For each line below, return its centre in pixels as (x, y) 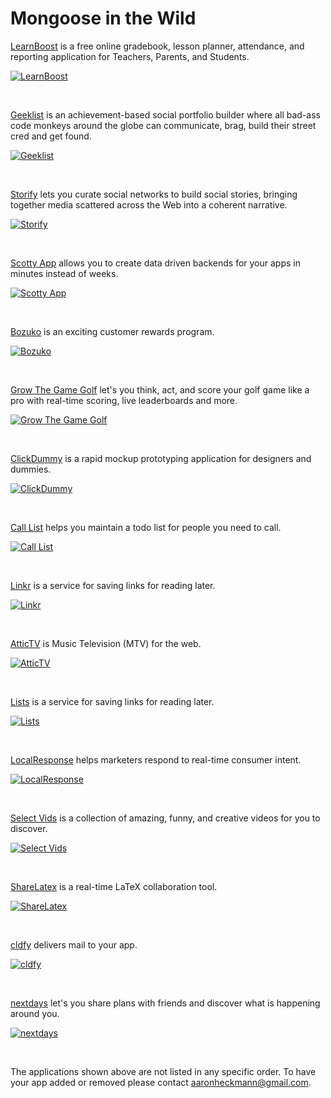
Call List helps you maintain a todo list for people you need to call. (146, 527)
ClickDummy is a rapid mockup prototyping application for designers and (161, 458)
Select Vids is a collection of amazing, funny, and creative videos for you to (165, 818)
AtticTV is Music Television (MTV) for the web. (106, 643)
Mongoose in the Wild (103, 18)
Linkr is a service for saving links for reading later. (113, 585)
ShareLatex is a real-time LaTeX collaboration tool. (114, 886)
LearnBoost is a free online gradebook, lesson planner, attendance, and (157, 46)
